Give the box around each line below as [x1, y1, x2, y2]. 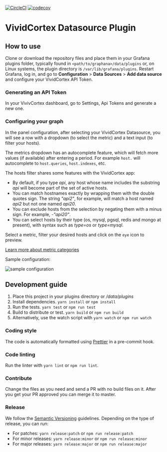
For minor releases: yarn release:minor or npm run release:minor [12, 436, 148, 442]
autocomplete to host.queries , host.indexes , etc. [5, 160, 106, 166]
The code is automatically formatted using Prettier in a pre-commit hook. [5, 338, 155, 344]
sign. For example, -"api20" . [12, 211, 71, 217]
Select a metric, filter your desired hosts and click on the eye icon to [5, 231, 145, 237]
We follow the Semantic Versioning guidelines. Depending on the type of [5, 415, 155, 421]
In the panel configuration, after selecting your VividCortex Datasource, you [5, 129, 161, 135]
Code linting [5, 351, 36, 358]
